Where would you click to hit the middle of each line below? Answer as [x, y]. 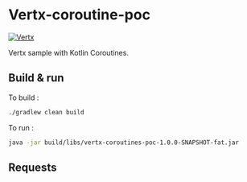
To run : [21, 127]
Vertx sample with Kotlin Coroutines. [68, 52]
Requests [33, 167]
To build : [24, 97]
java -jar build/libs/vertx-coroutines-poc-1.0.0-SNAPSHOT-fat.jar [124, 143]
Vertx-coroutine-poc [80, 15]
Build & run [36, 78]
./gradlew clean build [46, 112]
